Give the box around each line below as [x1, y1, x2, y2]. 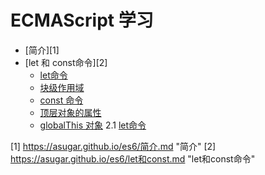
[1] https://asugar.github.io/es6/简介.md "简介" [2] [10, 140, 217, 152]
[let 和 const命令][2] [24, 56, 108, 68]
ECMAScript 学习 [10, 9, 154, 32]
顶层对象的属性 [39, 106, 102, 118]
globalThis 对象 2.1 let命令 [39, 119, 147, 131]
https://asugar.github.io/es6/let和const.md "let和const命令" [10, 152, 256, 165]
